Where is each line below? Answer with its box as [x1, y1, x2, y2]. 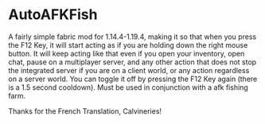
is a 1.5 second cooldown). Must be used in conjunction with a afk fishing [8, 82, 248, 92]
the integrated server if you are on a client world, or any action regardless [8, 65, 250, 75]
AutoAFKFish [8, 6, 98, 24]
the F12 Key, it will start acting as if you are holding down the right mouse [8, 40, 248, 49]
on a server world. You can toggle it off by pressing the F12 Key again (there [8, 74, 258, 83]
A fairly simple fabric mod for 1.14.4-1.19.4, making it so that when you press [8, 32, 257, 41]
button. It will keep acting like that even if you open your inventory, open [8, 48, 245, 58]
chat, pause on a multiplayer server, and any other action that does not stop [8, 57, 257, 67]
